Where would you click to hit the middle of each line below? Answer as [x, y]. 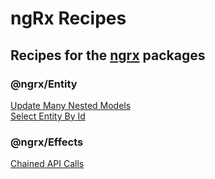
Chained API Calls [47, 164]
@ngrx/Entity [44, 84]
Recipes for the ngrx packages [108, 55]
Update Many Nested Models [71, 105]
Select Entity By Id [48, 116]
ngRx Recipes [68, 18]
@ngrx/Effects [47, 142]
